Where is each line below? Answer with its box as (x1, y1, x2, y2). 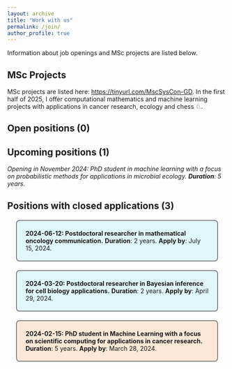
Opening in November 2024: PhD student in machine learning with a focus (7, 165, 222, 173)
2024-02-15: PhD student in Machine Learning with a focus (25, 329, 201, 338)
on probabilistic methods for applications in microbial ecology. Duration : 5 (7, 172, 222, 181)
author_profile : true (7, 29, 70, 37)
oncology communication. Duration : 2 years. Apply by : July (25, 236, 201, 245)
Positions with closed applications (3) (7, 199, 174, 211)
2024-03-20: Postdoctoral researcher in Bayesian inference (25, 279, 204, 287)
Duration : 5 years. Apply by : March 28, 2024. (25, 344, 157, 352)
